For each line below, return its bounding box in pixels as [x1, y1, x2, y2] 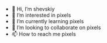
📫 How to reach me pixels [11, 31, 76, 37]
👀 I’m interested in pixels [11, 12, 72, 19]
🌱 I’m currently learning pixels [11, 18, 84, 24]
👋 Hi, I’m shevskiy [11, 6, 55, 12]
